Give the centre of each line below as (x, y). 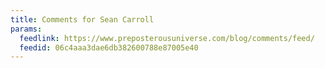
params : (26, 29)
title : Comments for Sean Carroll (82, 19)
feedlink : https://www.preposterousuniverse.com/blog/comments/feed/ (167, 38)
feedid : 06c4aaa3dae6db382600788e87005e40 (109, 47)
